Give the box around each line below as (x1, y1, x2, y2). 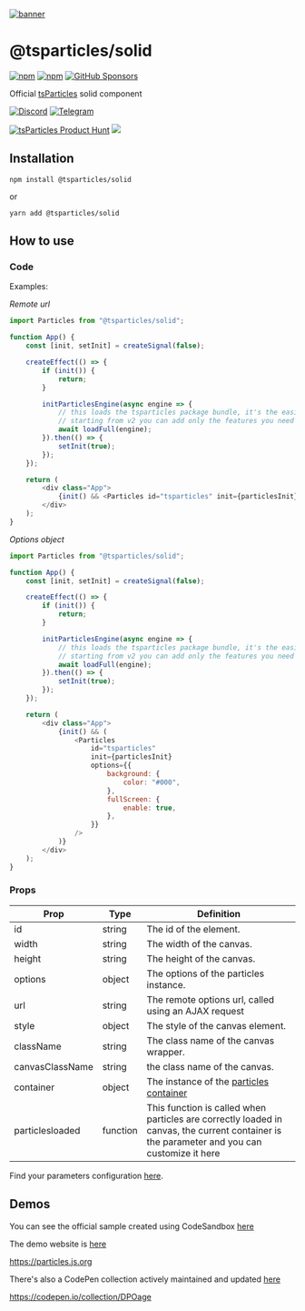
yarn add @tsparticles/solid (9, 208, 120, 217)
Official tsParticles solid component (9, 87, 143, 99)
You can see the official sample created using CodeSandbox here (9, 1220, 254, 1232)
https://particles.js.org (9, 1256, 93, 1266)
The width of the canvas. (146, 937, 252, 950)
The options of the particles (146, 967, 265, 980)
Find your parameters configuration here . (9, 1170, 163, 1181)
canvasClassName (14, 1060, 93, 1073)
